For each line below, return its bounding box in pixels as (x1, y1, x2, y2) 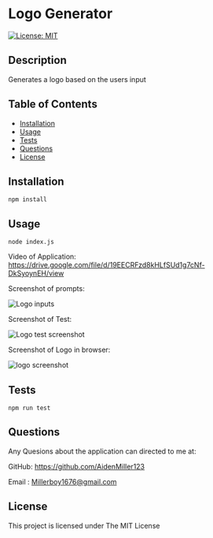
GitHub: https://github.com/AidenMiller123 (8, 461, 145, 471)
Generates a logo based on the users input (8, 74, 147, 84)
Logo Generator (8, 5, 113, 23)
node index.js (8, 238, 55, 246)
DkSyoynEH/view (8, 269, 64, 278)
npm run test (8, 404, 51, 412)
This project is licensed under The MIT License (8, 521, 160, 530)
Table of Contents (8, 98, 98, 111)
